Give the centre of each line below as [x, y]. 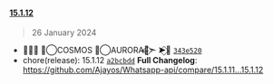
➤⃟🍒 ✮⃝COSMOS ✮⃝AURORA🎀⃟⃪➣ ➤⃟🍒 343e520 [112, 51]
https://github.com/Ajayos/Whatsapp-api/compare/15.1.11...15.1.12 [143, 70]
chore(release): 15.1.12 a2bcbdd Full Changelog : [110, 61]
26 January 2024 [64, 33]
